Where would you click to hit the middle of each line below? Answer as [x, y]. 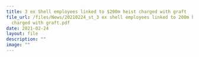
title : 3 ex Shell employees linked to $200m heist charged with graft [96, 12]
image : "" [18, 45]
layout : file [22, 34]
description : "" [26, 39]
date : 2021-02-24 [28, 28]
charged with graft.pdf [41, 23]
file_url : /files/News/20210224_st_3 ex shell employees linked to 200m [98, 17]
